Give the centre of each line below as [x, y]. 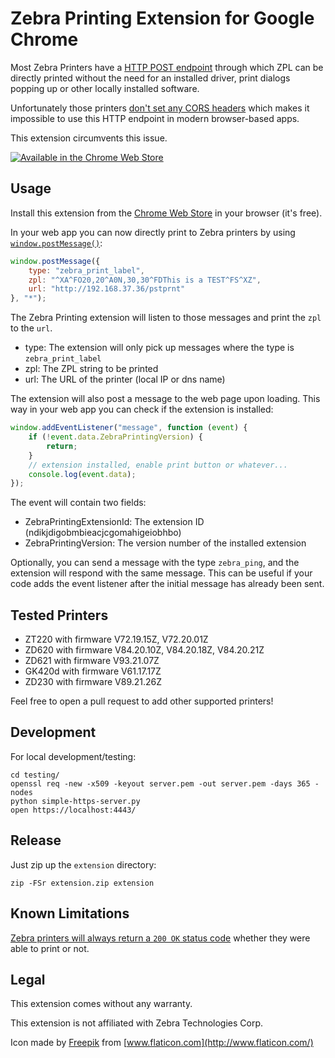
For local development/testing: [73, 756]
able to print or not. [50, 948]
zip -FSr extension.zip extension [82, 883]
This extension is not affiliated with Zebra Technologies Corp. [137, 1023]
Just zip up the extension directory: [83, 864]
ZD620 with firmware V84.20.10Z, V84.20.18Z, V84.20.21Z [144, 650]
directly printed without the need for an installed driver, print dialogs [150, 78]
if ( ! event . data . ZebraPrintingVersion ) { [115, 437]
